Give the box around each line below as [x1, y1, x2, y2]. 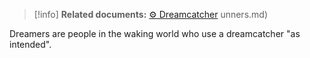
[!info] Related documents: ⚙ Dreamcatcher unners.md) [33, 9, 269, 20]
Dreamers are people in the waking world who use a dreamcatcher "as [9, 28, 301, 39]
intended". [9, 39, 52, 50]
